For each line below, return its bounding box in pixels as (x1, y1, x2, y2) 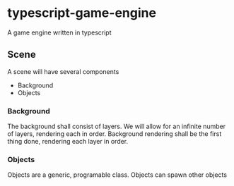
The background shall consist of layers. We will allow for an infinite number (7, 122, 226, 131)
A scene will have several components (7, 67, 119, 75)
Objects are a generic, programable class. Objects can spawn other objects (7, 170, 228, 179)
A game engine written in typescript (7, 28, 112, 37)
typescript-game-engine (7, 5, 157, 21)
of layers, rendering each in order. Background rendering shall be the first (7, 130, 222, 138)
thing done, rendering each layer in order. (7, 137, 129, 146)
